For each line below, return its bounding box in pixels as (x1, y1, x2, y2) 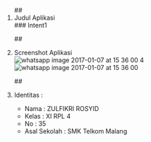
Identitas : (13, 91, 44, 99)
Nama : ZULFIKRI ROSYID (24, 105, 99, 112)
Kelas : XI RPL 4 (24, 112, 71, 120)
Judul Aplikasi (13, 13, 55, 22)
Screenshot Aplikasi (13, 49, 73, 57)
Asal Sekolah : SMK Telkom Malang (24, 127, 128, 135)
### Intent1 (13, 21, 47, 29)
